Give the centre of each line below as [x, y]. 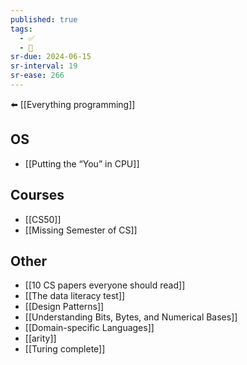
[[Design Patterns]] [64, 307]
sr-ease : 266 [37, 76]
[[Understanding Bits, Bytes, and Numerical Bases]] [131, 317]
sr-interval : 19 [44, 66]
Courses [37, 195]
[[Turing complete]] [65, 349]
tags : [21, 29]
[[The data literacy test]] [75, 296]
